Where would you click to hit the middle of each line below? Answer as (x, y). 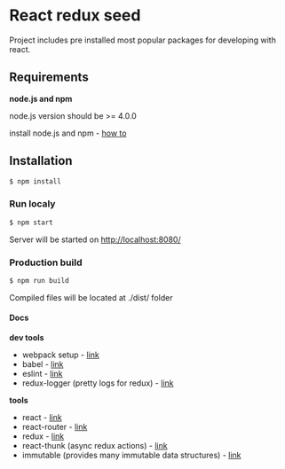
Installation (41, 161)
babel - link (43, 363)
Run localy (32, 204)
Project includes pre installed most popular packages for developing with (143, 40)
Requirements (49, 78)
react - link (42, 417)
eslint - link (43, 373)
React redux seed (75, 16)
